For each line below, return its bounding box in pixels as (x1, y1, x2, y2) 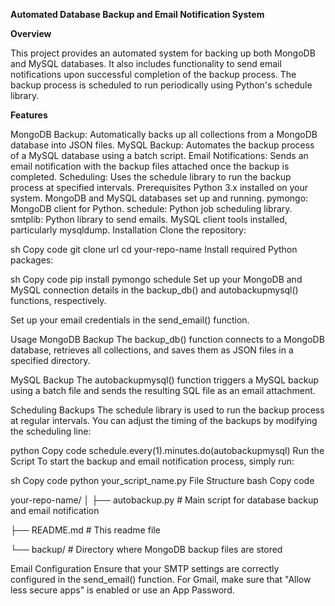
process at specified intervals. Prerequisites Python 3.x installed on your (10, 182, 309, 193)
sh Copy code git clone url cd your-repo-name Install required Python (10, 244, 298, 255)
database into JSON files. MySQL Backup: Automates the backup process (10, 139, 315, 151)
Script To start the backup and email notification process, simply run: (10, 455, 295, 467)
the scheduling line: (10, 425, 92, 437)
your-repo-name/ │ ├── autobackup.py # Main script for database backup (10, 494, 319, 506)
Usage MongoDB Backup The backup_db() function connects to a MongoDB (10, 334, 325, 345)
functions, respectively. (10, 295, 107, 306)
